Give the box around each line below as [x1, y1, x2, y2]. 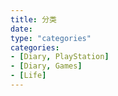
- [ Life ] [10, 71, 47, 81]
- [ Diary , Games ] [10, 61, 83, 71]
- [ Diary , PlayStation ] [10, 52, 110, 62]
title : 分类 [10, 14, 57, 25]
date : [10, 24, 33, 34]
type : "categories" [10, 33, 92, 43]
